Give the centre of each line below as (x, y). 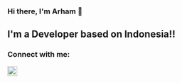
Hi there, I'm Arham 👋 (45, 11)
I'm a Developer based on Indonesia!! (91, 34)
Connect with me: (39, 55)
